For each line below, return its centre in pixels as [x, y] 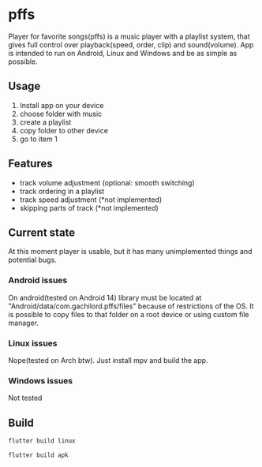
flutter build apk [38, 455]
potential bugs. [32, 260]
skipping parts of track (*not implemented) [89, 207]
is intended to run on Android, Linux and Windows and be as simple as [123, 53]
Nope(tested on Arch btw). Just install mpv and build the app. [108, 360]
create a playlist [45, 122]
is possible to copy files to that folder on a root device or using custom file [129, 314]
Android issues [38, 280]
